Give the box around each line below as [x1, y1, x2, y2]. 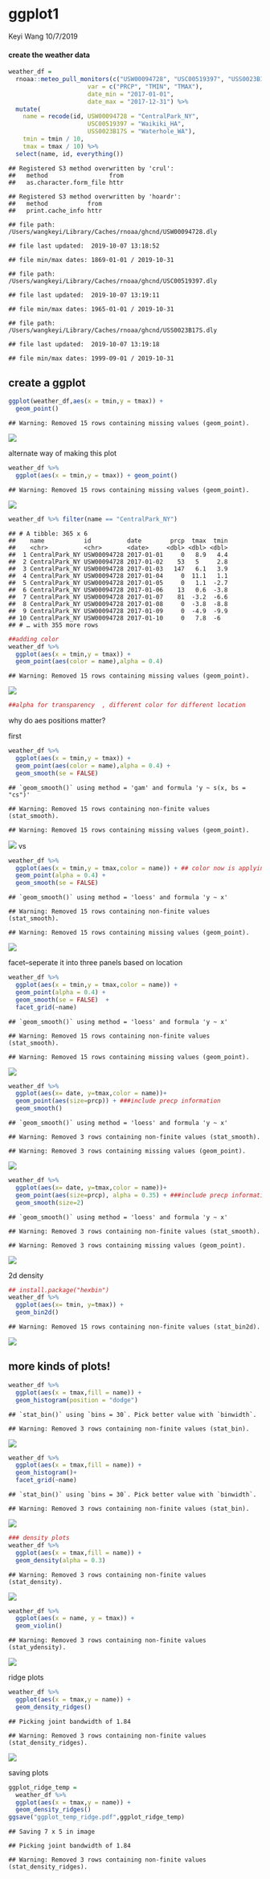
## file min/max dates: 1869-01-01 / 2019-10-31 [8, 256, 174, 264]
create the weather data [8, 50, 91, 59]
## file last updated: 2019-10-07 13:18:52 [8, 242, 160, 250]
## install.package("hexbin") [8, 1286, 110, 1294]
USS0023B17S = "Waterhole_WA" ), [87, 128, 196, 136]
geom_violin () [15, 1622, 63, 1630]
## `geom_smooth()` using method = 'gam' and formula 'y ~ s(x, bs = [8, 784, 247, 792]
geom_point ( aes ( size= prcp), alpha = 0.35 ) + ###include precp [15, 1191, 228, 1199]
